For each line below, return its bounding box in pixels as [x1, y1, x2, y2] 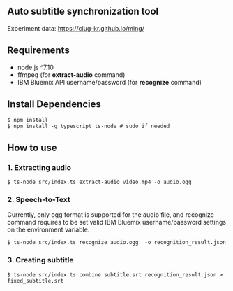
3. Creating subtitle [7, 255, 74, 265]
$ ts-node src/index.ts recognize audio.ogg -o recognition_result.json [7, 239, 227, 246]
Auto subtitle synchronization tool [7, 6, 159, 17]
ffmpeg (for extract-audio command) [17, 70, 126, 79]
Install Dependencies [7, 98, 101, 111]
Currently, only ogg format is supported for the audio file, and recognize [7, 211, 215, 219]
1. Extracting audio [7, 162, 72, 172]
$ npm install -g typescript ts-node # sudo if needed [7, 122, 170, 130]
